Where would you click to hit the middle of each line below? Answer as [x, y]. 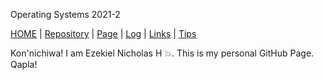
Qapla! [24, 64]
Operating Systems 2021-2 [65, 14]
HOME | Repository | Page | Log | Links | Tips [103, 33]
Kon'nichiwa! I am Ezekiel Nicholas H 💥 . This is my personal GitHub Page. [162, 53]
